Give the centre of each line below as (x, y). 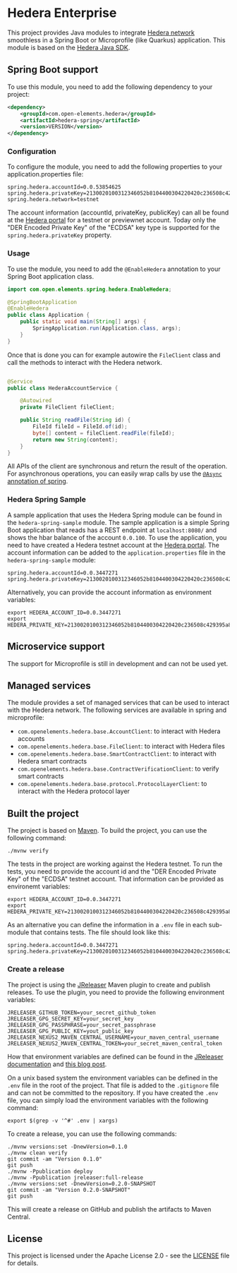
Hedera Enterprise (62, 13)
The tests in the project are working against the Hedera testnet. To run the (115, 864)
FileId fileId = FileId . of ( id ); (80, 427)
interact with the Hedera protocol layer (74, 791)
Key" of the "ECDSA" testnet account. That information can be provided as (116, 879)
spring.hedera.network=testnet (53, 200)
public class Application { (49, 315)
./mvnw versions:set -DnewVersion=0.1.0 (68, 1147)
